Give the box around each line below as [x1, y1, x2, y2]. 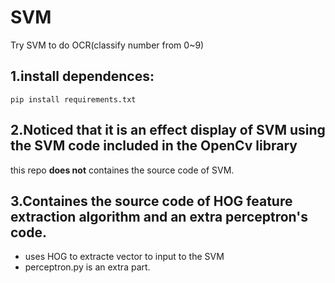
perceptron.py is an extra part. [24, 261, 151, 273]
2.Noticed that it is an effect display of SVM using [10, 122, 326, 139]
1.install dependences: [10, 68, 155, 85]
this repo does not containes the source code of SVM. [10, 164, 235, 176]
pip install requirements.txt [10, 94, 137, 105]
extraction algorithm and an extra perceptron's [10, 208, 308, 225]
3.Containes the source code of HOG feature [10, 192, 293, 210]
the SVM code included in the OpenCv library [10, 137, 298, 155]
